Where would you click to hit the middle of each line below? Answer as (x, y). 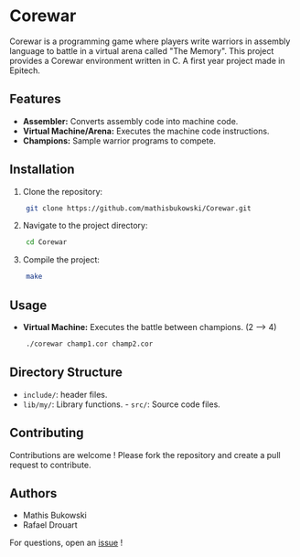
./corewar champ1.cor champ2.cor (90, 344)
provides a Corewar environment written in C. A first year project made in (147, 60)
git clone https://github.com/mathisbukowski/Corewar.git (139, 208)
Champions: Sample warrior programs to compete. (119, 140)
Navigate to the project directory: (85, 226)
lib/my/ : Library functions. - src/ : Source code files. (122, 404)
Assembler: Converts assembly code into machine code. (130, 121)
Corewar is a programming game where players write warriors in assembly (150, 41)
